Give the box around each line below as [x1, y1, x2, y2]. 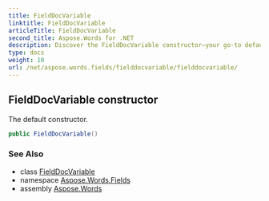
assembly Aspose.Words [19, 183, 102, 193]
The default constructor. [8, 114, 88, 124]
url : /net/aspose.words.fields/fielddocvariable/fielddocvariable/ [8, 64, 239, 72]
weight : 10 [8, 57, 45, 65]
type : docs [8, 49, 45, 57]
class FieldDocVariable [19, 167, 95, 176]
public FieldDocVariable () [8, 129, 98, 138]
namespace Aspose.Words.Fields [19, 175, 130, 184]
